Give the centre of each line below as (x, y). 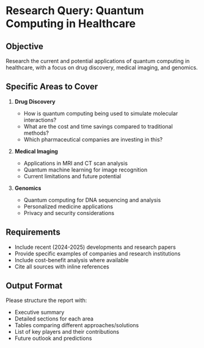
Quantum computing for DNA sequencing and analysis (92, 200)
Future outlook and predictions (53, 338)
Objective (25, 46)
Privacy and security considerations (69, 213)
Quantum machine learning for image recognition (86, 170)
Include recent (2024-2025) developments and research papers (95, 247)
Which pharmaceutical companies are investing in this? (93, 139)
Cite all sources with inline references (62, 267)
